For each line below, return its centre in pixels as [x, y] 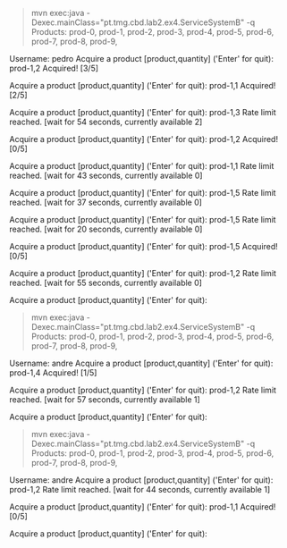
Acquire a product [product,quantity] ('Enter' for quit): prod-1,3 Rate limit [143, 112]
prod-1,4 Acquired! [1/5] [53, 373]
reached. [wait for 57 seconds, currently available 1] [105, 400]
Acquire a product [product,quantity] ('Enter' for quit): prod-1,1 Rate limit [142, 166]
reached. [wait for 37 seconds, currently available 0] [106, 202]
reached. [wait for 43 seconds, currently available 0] [106, 175]
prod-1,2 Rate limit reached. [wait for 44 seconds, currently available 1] [140, 489]
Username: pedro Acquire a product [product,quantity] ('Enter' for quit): [142, 59]
